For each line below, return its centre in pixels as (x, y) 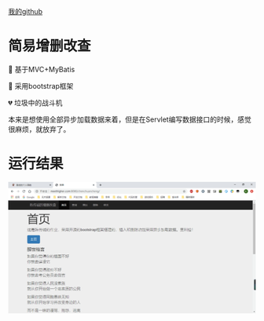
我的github (26, 11)
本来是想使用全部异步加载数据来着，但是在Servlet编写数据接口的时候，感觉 (130, 119)
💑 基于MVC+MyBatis (42, 69)
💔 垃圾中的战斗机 (35, 102)
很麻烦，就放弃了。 (39, 129)
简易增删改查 (50, 46)
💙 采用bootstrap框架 (41, 86)
